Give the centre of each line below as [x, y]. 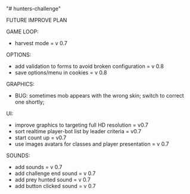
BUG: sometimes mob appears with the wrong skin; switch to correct [99, 96]
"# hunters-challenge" [34, 9]
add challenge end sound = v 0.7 [55, 173]
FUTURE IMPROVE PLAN [37, 20]
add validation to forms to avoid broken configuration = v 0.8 [89, 66]
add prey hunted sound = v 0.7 [53, 180]
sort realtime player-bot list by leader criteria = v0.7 [78, 131]
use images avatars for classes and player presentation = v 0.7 [92, 144]
